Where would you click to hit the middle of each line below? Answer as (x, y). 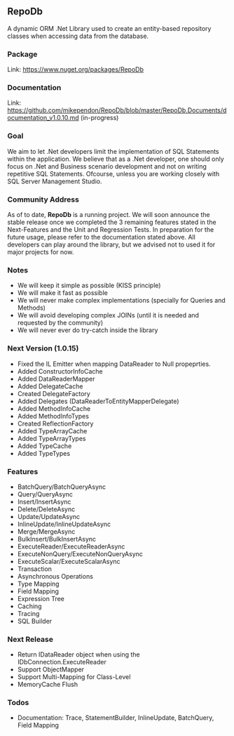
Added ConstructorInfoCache (60, 371)
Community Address (43, 199)
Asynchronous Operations (55, 576)
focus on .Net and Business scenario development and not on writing (107, 166)
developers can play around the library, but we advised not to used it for (111, 244)
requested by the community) (60, 323)
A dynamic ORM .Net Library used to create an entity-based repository (109, 28)
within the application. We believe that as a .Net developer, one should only (116, 159)
